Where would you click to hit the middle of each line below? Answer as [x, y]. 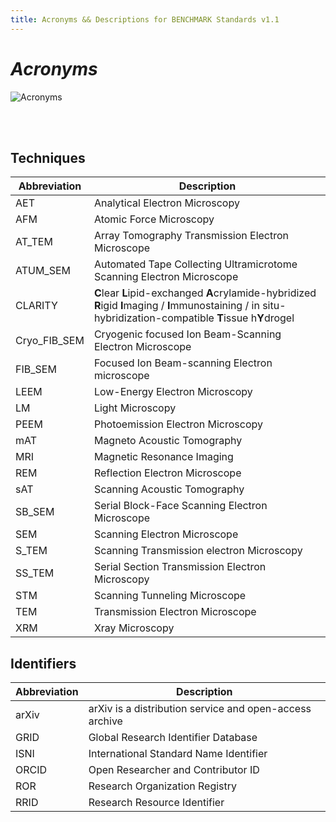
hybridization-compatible [154, 318]
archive [105, 721]
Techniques [48, 157]
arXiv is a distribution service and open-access [200, 709]
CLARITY [36, 306]
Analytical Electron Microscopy [166, 203]
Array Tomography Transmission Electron [191, 236]
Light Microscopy [135, 408]
